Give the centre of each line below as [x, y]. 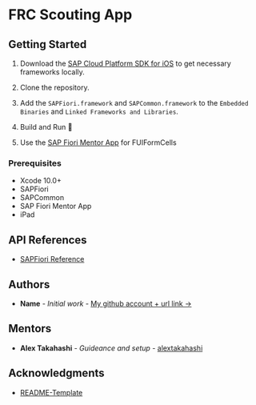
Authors [29, 285]
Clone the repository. [54, 87]
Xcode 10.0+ [40, 181]
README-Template [51, 392]
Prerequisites [35, 163]
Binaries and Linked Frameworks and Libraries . [99, 111]
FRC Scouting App [70, 15]
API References [48, 240]
